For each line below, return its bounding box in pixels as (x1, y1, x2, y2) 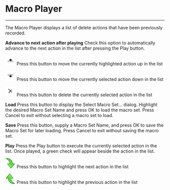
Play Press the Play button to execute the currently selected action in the (5, 142, 157, 148)
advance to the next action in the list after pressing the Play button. (5, 45, 145, 51)
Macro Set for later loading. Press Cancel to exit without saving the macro (5, 127, 159, 133)
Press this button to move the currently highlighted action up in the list (16, 60, 163, 66)
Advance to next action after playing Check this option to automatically (5, 40, 156, 46)
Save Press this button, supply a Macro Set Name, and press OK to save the (5, 122, 164, 128)
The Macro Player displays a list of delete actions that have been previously (5, 24, 163, 30)
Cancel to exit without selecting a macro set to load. (5, 112, 114, 118)
